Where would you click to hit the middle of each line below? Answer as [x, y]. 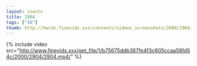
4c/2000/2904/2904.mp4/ [38, 57]
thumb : [14, 28]
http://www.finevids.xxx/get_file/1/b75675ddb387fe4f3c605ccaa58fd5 [105, 51]
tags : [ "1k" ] [22, 22]
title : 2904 [21, 17]
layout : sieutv [25, 11]
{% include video [27, 44]
